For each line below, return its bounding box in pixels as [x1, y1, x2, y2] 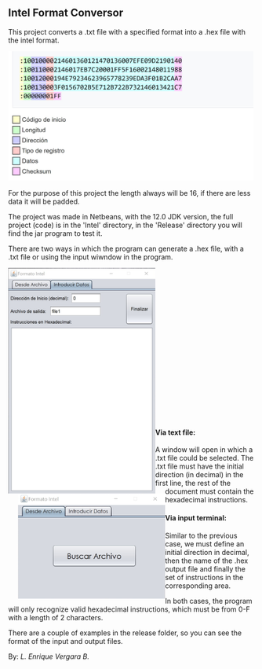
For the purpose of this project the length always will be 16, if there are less [8, 189, 251, 198]
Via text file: [155, 428, 196, 437]
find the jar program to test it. [8, 229, 103, 238]
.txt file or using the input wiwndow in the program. [8, 252, 173, 262]
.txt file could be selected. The [155, 454, 254, 463]
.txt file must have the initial [155, 461, 245, 471]
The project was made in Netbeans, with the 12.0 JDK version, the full [8, 212, 234, 222]
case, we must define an [165, 539, 245, 549]
